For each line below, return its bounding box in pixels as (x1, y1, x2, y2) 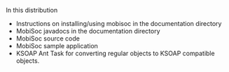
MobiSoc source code (15, 34, 81, 43)
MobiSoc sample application (15, 42, 99, 50)
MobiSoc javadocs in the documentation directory (15, 27, 161, 35)
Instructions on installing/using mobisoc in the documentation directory (15, 20, 222, 27)
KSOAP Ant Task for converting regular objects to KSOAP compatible (15, 49, 215, 57)
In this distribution (6, 6, 58, 14)
